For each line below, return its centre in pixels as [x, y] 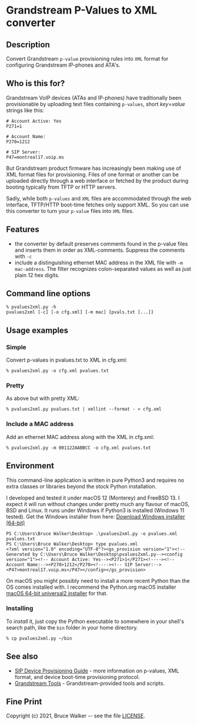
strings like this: [25, 110]
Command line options [49, 293]
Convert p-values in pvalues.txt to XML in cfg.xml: [67, 360]
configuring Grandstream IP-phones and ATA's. [63, 65]
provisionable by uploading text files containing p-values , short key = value [96, 104]
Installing [20, 608]
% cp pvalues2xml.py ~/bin [39, 638]
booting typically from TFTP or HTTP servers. [61, 187]
